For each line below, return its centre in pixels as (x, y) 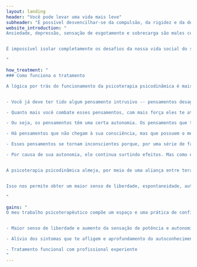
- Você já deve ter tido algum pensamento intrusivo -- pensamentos (91, 102)
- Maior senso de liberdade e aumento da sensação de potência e (87, 228)
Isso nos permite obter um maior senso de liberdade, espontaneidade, (94, 186)
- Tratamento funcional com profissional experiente (72, 249)
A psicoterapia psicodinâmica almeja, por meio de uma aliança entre (93, 170)
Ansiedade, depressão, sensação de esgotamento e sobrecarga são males (95, 33)
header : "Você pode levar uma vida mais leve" (64, 17)
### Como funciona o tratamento (45, 76)
